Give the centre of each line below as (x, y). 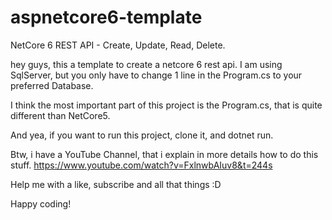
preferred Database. (52, 85)
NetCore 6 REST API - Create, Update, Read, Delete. (118, 45)
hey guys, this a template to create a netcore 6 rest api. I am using (146, 64)
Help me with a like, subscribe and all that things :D (116, 184)
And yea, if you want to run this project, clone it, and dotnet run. (142, 135)
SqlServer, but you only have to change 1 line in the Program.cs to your (156, 75)
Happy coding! (41, 203)
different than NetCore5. (60, 115)
